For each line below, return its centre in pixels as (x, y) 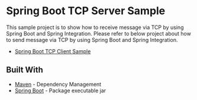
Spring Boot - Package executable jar (60, 91)
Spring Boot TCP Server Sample (86, 11)
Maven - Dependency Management (58, 84)
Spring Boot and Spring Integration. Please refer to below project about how (98, 33)
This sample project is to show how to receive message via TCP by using (95, 27)
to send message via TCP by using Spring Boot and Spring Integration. (92, 40)
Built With (25, 70)
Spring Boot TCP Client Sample (53, 51)
